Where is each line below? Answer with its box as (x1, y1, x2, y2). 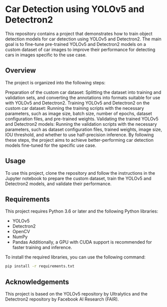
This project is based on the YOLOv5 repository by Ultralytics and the (5, 291, 148, 297)
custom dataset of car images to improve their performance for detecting (5, 46, 156, 52)
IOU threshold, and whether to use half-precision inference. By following (5, 131, 154, 138)
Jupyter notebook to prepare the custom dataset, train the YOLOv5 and (5, 175, 152, 181)
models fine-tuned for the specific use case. (5, 142, 97, 148)
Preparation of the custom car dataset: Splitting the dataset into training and (5, 89, 162, 95)
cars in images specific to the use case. (5, 51, 87, 58)
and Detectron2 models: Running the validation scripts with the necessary (5, 121, 157, 127)
